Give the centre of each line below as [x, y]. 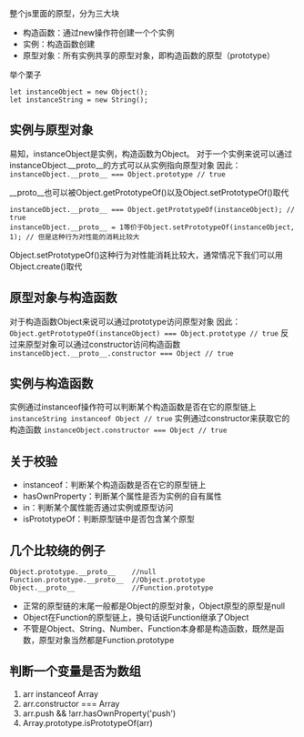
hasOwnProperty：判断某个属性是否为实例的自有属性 [122, 496]
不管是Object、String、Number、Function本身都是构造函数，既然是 [149, 629]
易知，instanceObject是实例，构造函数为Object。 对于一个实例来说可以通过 [151, 154]
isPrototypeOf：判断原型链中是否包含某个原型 [109, 519]
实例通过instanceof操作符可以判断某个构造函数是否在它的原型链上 [133, 407]
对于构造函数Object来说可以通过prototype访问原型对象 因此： [125, 321]
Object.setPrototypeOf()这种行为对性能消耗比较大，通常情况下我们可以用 [147, 255]
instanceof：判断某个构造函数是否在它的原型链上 [114, 485]
